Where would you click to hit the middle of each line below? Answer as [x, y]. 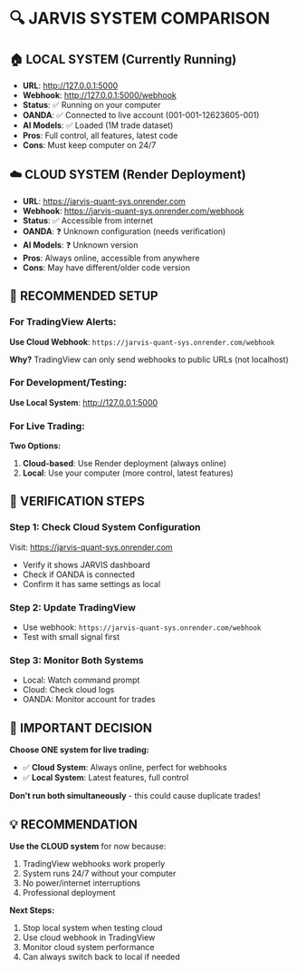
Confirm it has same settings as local [91, 584]
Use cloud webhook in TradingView [89, 937]
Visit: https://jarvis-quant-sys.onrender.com [91, 547]
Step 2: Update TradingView [72, 607]
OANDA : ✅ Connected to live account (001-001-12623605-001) [141, 115]
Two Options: [35, 446]
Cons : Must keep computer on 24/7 [89, 145]
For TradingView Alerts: [63, 322]
